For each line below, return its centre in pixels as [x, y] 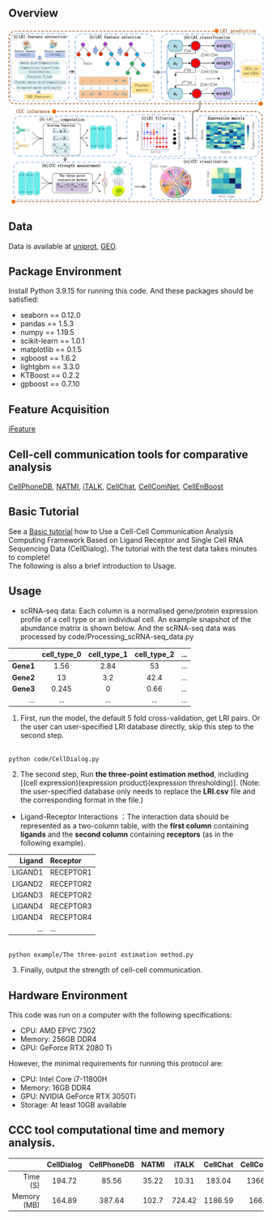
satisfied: [23, 299]
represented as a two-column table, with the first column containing [134, 825]
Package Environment [65, 271]
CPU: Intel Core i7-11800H [64, 1078]
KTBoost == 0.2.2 [50, 375]
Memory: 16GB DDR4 [55, 1087]
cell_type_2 [155, 654]
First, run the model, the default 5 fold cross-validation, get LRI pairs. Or [140, 718]
